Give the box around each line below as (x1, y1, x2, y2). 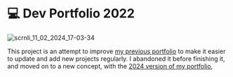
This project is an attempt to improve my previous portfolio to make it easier (7, 47, 226, 55)
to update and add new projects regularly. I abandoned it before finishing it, (7, 54, 225, 63)
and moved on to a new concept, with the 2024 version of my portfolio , (7, 62, 213, 70)
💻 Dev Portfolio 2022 (7, 6, 135, 22)
